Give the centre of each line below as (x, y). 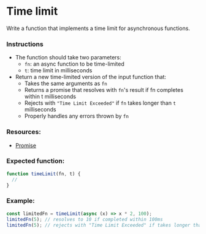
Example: (21, 201)
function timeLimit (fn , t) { (44, 174)
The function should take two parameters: (68, 58)
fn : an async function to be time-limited (74, 64)
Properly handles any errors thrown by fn (76, 116)
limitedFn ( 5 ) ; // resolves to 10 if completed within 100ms (85, 219)
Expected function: (36, 161)
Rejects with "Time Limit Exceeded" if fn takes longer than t (100, 103)
